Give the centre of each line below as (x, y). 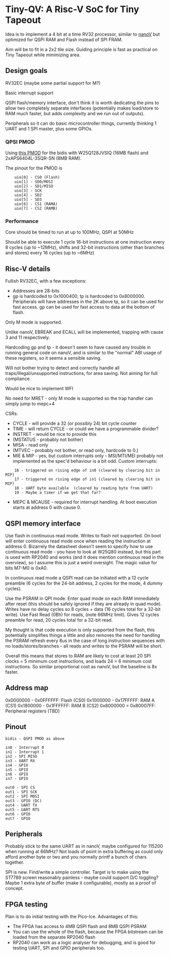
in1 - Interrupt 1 (25, 752)
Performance (22, 221)
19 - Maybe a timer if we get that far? (58, 493)
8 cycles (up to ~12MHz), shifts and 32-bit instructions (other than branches (85, 248)
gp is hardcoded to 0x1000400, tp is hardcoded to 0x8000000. (79, 296)
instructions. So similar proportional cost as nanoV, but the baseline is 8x (81, 666)
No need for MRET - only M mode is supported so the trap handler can (79, 398)
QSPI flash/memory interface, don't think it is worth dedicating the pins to (82, 103)
